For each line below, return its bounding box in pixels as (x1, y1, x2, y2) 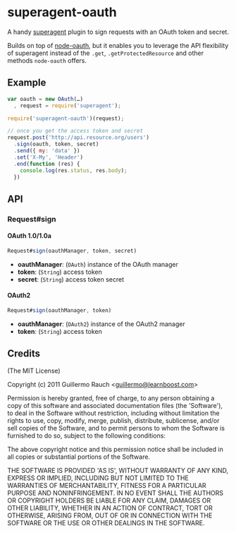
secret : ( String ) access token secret (17, 275, 125, 283)
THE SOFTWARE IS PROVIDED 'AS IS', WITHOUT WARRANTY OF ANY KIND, (7, 466, 229, 474)
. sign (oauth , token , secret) (13, 140, 99, 148)
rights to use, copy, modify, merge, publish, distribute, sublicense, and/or (7, 416, 220, 424)
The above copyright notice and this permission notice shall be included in (7, 445, 223, 453)
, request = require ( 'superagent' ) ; (13, 102, 121, 109)
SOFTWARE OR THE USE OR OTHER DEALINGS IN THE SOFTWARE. (7, 518, 205, 527)
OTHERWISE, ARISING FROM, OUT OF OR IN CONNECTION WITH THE (7, 511, 213, 520)
